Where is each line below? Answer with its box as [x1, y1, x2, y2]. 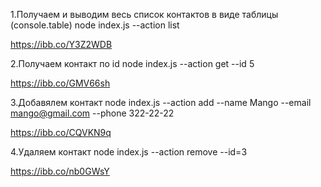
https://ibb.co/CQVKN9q [10, 127, 112, 138]
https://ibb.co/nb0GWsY [10, 165, 110, 177]
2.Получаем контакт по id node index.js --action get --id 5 [10, 58, 255, 69]
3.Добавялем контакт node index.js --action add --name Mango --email [10, 97, 312, 108]
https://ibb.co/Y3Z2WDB [10, 39, 113, 50]
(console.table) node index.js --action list [10, 19, 180, 31]
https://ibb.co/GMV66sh [10, 77, 111, 89]
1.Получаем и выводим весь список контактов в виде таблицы [10, 9, 279, 20]
